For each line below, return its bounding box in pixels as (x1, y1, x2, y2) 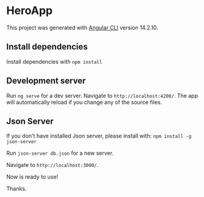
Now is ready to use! (6, 173, 59, 180)
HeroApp (6, 4, 53, 18)
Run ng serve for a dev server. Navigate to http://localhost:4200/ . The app (6, 92, 199, 99)
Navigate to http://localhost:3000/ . (6, 162, 99, 169)
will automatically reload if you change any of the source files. (6, 98, 162, 106)
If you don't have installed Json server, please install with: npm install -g (6, 132, 192, 139)
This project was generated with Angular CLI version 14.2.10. (6, 24, 159, 31)
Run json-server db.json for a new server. (6, 149, 114, 157)
